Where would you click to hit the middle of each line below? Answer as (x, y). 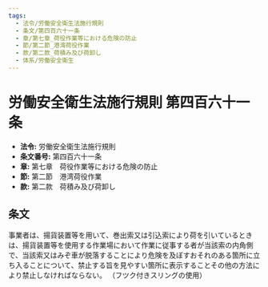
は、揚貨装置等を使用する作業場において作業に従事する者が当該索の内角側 (131, 245)
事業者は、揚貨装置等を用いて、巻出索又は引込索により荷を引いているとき (131, 235)
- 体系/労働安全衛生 (45, 61)
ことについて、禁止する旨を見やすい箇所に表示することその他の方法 (141, 265)
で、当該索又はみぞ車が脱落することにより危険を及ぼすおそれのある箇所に (131, 255)
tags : (17, 16)
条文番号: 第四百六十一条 (61, 156)
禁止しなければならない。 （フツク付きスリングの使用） (114, 275)
